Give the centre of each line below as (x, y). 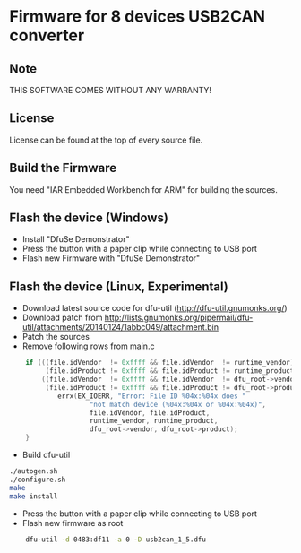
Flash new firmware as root (73, 523)
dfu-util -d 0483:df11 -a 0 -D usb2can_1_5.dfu (116, 540)
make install (34, 496)
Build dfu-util (46, 455)
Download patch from (62, 318)
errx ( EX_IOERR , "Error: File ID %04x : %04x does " (151, 396)
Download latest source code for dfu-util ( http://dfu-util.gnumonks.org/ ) (155, 308)
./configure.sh (38, 480)
